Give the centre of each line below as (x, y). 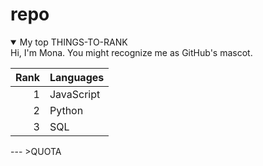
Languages (77, 77)
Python (66, 110)
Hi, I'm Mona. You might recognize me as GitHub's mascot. (131, 52)
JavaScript (75, 94)
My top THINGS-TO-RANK (73, 42)
